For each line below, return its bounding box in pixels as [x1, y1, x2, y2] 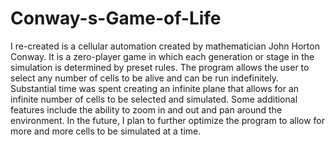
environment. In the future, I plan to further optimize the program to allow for [10, 114, 326, 126]
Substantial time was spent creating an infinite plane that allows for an [10, 82, 300, 94]
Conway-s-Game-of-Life [10, 7, 222, 30]
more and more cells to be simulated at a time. [10, 125, 202, 137]
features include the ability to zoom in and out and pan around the [10, 103, 283, 116]
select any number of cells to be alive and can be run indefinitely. [10, 72, 279, 84]
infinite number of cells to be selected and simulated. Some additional [10, 93, 298, 105]
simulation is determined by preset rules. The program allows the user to [10, 61, 310, 73]
